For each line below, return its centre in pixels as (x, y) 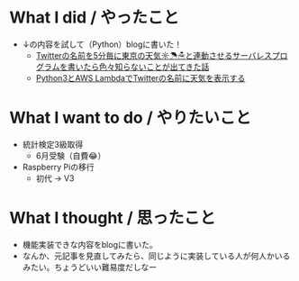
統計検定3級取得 (53, 144)
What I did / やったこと (95, 18)
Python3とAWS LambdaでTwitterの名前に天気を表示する (140, 77)
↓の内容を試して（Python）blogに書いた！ (102, 44)
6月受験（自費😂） (71, 155)
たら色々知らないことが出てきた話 (146, 67)
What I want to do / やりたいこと (131, 118)
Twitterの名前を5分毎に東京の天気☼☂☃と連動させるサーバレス (154, 55)
